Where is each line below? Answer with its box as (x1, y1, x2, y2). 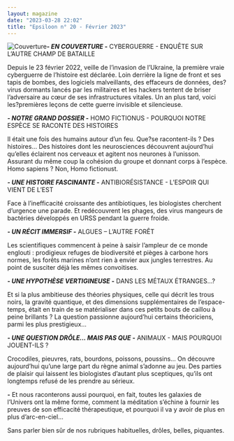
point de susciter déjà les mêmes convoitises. (7, 263, 138, 272)
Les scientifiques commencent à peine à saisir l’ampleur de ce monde (7, 241, 208, 250)
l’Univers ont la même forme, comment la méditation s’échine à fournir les (7, 398, 220, 406)
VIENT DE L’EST (7, 186, 54, 194)
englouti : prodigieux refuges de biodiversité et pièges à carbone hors (7, 249, 208, 257)
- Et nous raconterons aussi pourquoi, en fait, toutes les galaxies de (7, 391, 202, 399)
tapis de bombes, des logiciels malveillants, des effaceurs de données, (7, 78, 211, 87)
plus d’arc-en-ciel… (7, 413, 64, 421)
